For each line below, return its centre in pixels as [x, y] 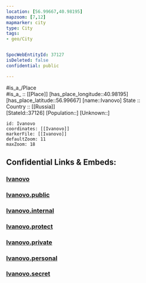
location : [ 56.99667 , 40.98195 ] [44, 11]
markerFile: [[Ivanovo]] [36, 134]
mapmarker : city [26, 22]
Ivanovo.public [28, 195]
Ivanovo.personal [32, 258]
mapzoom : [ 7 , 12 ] [26, 17]
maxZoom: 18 [21, 144]
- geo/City [19, 39]
